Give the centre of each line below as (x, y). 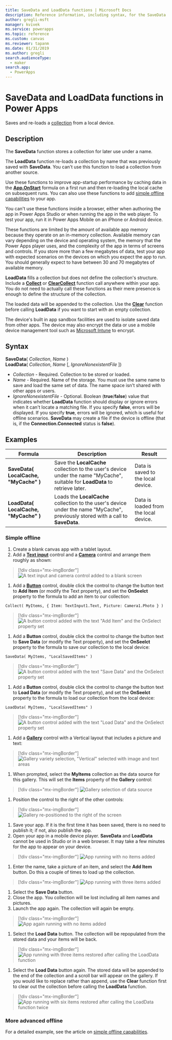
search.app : (18, 67)
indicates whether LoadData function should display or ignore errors (85, 402)
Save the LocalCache (80, 463)
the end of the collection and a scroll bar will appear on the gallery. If (85, 975)
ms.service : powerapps (29, 29)
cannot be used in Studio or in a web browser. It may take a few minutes (89, 841)
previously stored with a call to (91, 516)
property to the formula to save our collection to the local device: (81, 647)
